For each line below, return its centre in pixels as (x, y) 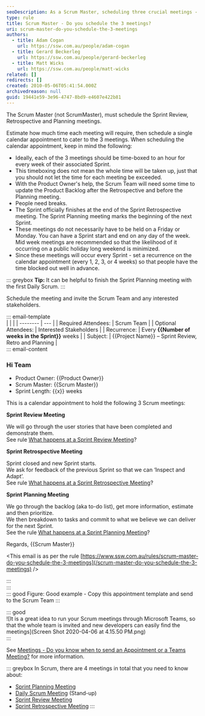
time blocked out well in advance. (57, 268)
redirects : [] (24, 80)
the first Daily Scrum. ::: (36, 286)
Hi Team (19, 365)
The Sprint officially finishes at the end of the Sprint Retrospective (98, 210)
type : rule (20, 18)
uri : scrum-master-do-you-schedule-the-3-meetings (72, 29)
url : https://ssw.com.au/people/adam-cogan (74, 46)
